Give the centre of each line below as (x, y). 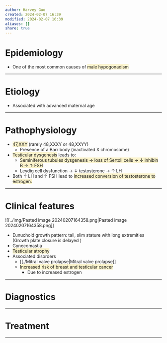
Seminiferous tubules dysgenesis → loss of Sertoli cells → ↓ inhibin (89, 160)
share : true (17, 28)
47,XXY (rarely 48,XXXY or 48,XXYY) (50, 144)
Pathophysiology (41, 131)
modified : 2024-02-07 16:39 (34, 19)
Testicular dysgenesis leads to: (44, 155)
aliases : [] (17, 24)
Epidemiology (34, 53)
